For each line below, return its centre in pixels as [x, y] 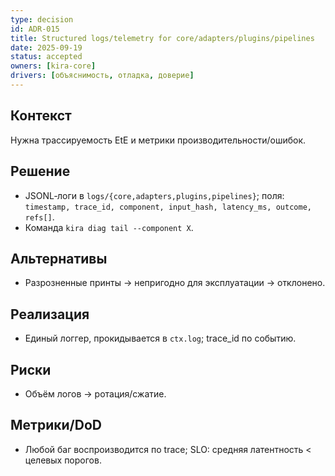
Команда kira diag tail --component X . [109, 227]
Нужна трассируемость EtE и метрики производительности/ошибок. [158, 140]
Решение [40, 171]
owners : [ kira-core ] [53, 66]
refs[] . [39, 217]
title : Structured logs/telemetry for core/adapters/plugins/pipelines [162, 38]
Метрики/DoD [56, 425]
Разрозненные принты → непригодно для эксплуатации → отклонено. [175, 283]
